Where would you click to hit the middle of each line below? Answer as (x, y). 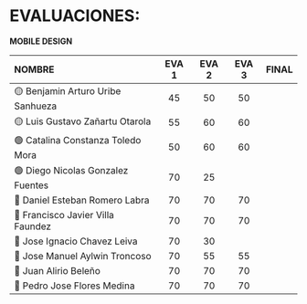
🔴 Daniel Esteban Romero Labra (82, 200)
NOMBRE (34, 69)
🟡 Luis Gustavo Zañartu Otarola (83, 121)
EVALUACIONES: (75, 16)
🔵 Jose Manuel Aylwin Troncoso (83, 256)
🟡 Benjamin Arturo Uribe (68, 90)
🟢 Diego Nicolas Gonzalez (71, 170)
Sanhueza (36, 106)
